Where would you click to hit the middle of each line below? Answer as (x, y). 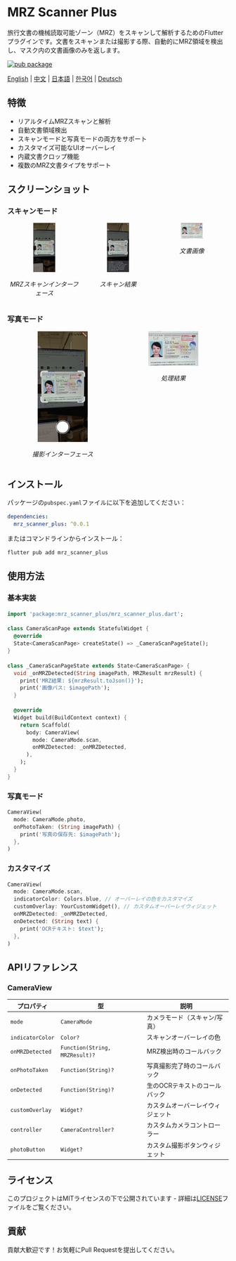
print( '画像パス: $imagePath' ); (65, 688)
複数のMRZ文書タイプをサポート (64, 165)
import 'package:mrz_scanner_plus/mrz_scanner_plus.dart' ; (96, 614)
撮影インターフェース (63, 454)
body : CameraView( (53, 732)
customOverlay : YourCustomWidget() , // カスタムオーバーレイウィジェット (115, 907)
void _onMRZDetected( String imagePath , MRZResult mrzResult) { (108, 673)
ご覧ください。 (53, 1207)
